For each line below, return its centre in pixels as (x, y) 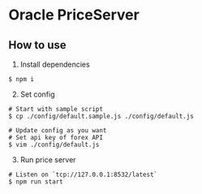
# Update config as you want (58, 131)
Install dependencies (55, 64)
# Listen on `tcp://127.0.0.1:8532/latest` (83, 175)
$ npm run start (36, 182)
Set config (37, 94)
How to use (37, 45)
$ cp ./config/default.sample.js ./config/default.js (101, 116)
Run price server (48, 160)
